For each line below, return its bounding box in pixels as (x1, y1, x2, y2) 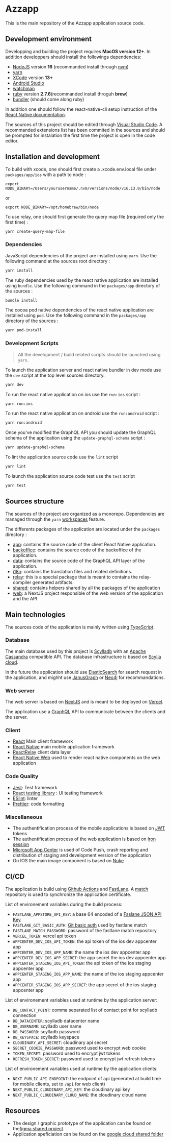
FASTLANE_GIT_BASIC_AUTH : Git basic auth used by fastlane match (12, 922, 147, 928)
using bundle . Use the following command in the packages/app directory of (5, 282, 160, 288)
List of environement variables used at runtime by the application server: (5, 997, 158, 1003)
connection (12, 1012, 37, 1018)
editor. (5, 137, 19, 143)
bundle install (5, 298, 38, 303)
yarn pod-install (5, 328, 42, 333)
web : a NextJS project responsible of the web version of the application (12, 590, 163, 596)
